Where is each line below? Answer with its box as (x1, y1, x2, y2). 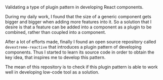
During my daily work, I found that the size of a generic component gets (5, 14, 152, 19)
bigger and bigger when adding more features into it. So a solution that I (5, 19, 152, 25)
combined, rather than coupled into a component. (5, 29, 106, 35)
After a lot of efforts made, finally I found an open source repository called (5, 39, 157, 45)
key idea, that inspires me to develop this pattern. (5, 54, 106, 60)
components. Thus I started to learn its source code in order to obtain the (5, 49, 155, 55)
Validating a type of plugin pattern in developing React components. (5, 4, 144, 10)
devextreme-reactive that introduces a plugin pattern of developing (5, 44, 142, 50)
